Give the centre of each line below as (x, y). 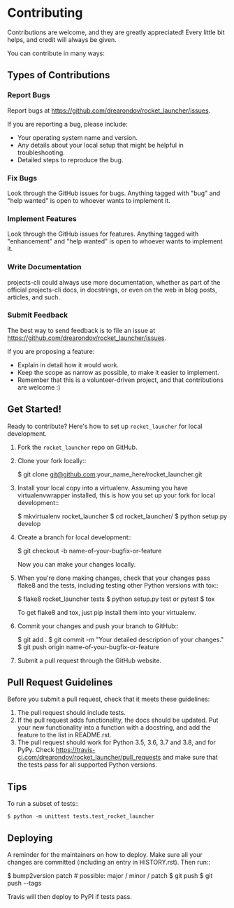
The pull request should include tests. (72, 713)
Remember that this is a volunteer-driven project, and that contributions (120, 380)
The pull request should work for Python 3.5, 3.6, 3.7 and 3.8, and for (117, 742)
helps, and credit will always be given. (62, 39)
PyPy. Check (36, 750)
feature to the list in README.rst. (64, 735)
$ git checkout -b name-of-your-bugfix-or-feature (89, 551)
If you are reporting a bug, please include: (67, 124)
